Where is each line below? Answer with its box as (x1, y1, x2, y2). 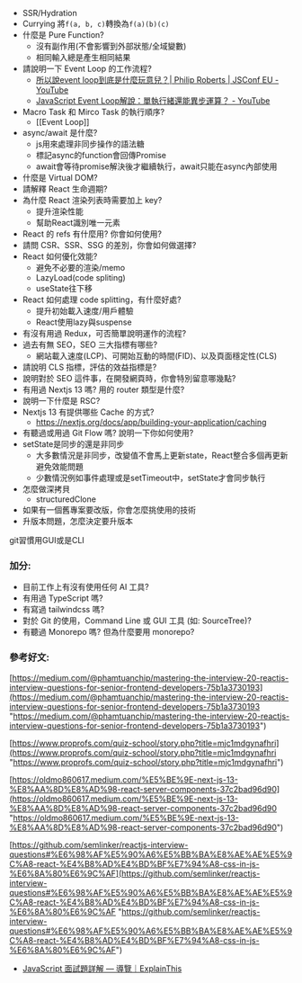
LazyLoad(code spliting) (35, 273, 126, 282)
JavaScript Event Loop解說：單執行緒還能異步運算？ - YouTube (35, 95, 271, 106)
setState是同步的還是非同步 (22, 439, 125, 449)
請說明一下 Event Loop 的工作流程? (22, 63, 153, 74)
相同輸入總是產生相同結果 (35, 52, 131, 62)
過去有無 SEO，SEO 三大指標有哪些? (22, 339, 158, 350)
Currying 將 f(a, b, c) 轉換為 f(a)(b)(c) (22, 18, 170, 29)
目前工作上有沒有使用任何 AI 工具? (22, 582, 150, 593)
